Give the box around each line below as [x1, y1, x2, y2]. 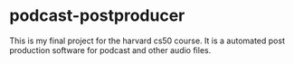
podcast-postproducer [9, 5, 185, 26]
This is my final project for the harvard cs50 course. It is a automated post [9, 35, 285, 46]
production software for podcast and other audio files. [9, 44, 212, 55]
